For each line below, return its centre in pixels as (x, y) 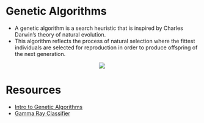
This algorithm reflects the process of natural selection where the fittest (105, 41)
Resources (34, 90)
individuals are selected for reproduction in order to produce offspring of (106, 47)
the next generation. (40, 54)
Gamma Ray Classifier (42, 113)
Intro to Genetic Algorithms (49, 107)
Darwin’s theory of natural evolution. (60, 34)
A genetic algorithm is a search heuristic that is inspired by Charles (99, 28)
